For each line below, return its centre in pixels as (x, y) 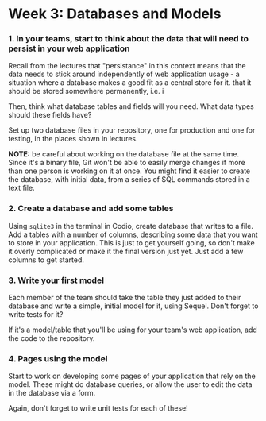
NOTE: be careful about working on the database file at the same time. (124, 154)
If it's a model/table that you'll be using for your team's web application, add (133, 330)
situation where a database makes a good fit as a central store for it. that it (130, 83)
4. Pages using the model (58, 359)
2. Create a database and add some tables (91, 209)
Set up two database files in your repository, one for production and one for (132, 130)
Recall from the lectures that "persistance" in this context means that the (127, 66)
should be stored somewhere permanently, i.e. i (86, 91)
